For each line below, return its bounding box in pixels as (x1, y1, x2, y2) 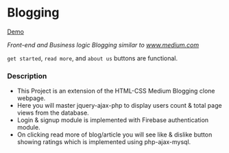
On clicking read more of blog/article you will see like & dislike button (16, 130, 213, 139)
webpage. (16, 94, 46, 102)
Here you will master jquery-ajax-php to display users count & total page (16, 102, 222, 110)
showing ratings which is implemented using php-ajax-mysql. (16, 138, 191, 146)
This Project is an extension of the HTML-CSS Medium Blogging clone (16, 87, 215, 95)
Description (7, 71, 47, 80)
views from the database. (16, 108, 89, 117)
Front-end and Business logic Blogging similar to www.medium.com (7, 40, 200, 49)
